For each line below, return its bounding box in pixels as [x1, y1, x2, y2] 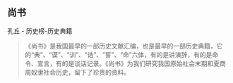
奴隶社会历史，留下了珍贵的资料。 [30, 68, 131, 76]
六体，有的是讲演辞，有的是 [131, 50, 213, 58]
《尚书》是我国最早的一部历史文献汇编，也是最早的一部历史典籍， [24, 41, 217, 50]
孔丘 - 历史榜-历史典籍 [7, 27, 73, 35]
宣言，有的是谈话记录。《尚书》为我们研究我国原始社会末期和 [37, 59, 214, 68]
